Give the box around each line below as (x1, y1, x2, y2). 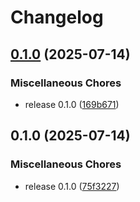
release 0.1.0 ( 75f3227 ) (24, 180, 120, 192)
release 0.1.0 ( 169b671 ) (24, 98, 120, 110)
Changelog (10, 6, 104, 29)
